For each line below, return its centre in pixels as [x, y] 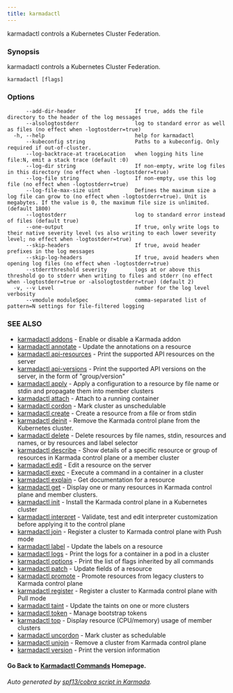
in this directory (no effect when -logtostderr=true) [88, 172]
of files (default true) [43, 221]
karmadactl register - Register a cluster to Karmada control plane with [117, 591]
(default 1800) [29, 209]
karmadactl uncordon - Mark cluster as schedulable [91, 635]
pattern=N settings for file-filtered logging [76, 306]
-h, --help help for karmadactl [104, 136]
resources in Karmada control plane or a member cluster [98, 458]
